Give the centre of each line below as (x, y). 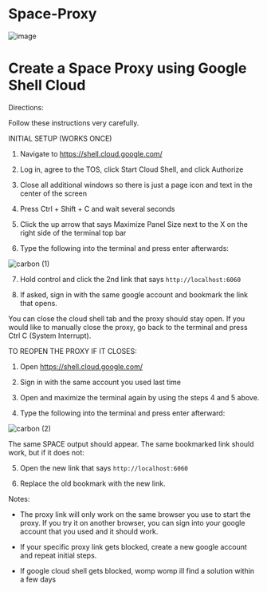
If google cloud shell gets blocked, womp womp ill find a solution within (137, 570)
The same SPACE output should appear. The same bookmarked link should (131, 443)
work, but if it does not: (47, 452)
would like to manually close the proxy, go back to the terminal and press (128, 327)
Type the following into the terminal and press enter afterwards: (124, 248)
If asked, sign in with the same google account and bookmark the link (134, 294)
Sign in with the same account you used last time (100, 382)
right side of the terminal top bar (73, 232)
